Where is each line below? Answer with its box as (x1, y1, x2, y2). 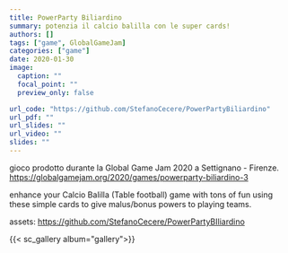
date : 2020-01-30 (9, 55, 74, 64)
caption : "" (17, 72, 63, 81)
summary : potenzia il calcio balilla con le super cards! (9, 22, 231, 31)
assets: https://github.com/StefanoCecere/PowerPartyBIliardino (9, 216, 245, 227)
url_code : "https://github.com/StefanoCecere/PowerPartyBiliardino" (9, 104, 271, 113)
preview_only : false (17, 88, 94, 97)
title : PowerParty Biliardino (9, 13, 123, 22)
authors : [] (9, 30, 54, 39)
